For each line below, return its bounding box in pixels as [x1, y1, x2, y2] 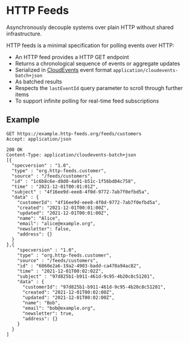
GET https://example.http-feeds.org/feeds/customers [6, 130, 142, 136]
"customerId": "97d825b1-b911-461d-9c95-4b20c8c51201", [22, 284, 166, 290]
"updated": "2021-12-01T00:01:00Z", [17, 210, 110, 216]
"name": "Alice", [17, 215, 61, 221]
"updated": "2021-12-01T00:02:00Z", [22, 294, 115, 301]
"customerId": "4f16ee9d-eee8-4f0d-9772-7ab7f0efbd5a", [17, 199, 161, 205]
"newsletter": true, [22, 310, 74, 316]
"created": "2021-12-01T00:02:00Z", [22, 289, 115, 295]
